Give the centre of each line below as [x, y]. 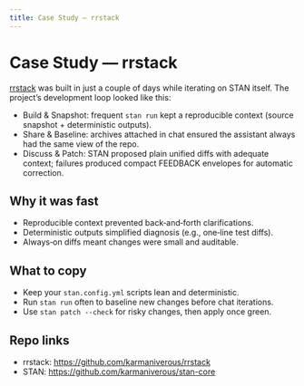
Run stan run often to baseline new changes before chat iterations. [148, 302]
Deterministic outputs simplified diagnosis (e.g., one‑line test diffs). [148, 233]
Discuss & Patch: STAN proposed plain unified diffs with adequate [146, 153]
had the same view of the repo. [81, 144]
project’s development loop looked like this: [90, 97]
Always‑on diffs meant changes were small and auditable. [130, 242]
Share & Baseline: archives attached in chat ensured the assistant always [159, 134]
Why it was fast [54, 201]
